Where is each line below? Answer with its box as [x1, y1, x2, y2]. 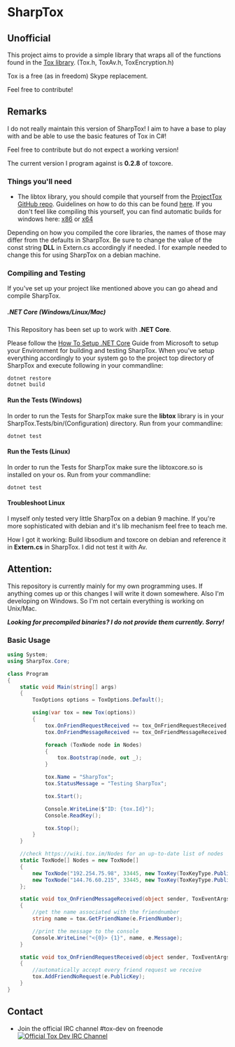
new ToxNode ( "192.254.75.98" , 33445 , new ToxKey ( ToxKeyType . [32, 869, 215, 877]
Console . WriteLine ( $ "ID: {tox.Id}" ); [44, 805, 155, 813]
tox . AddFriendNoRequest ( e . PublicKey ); [32, 973, 145, 980]
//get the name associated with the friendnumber [32, 909, 180, 916]
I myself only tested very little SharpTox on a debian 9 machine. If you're [7, 514, 215, 523]
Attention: [7, 563, 52, 575]
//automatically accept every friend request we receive [32, 966, 201, 974]
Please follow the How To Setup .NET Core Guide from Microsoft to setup [7, 339, 219, 347]
